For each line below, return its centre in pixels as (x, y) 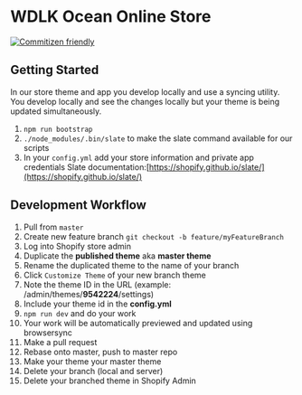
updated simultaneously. (56, 111)
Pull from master (53, 227)
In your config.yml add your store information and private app (138, 157)
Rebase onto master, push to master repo (100, 352)
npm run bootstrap (58, 129)
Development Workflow (79, 205)
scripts (36, 147)
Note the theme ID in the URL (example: (97, 284)
